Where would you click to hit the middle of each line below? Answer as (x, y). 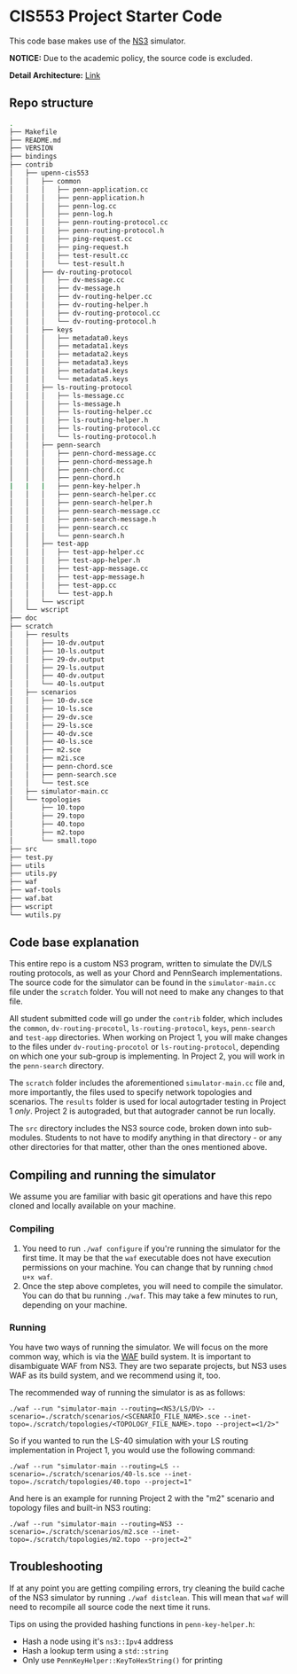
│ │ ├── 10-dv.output (57, 643)
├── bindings (33, 157)
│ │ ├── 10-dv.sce (51, 700)
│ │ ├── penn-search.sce (63, 774)
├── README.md (35, 140)
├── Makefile (33, 132)
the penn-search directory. (57, 1066)
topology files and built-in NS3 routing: (80, 1507)
